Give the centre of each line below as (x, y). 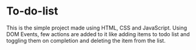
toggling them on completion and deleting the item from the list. (86, 40)
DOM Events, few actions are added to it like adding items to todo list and (98, 34)
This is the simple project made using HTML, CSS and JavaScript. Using (97, 28)
